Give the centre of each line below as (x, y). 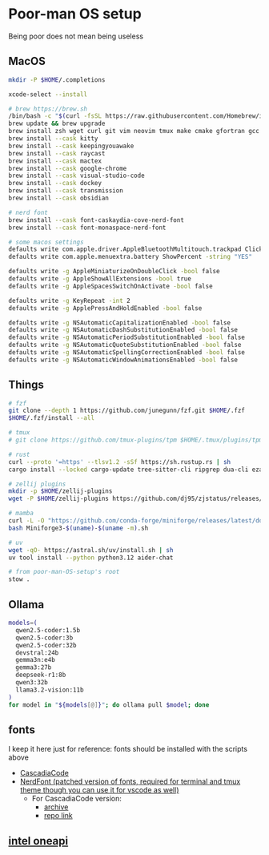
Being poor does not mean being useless (76, 36)
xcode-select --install (48, 94)
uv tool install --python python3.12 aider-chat (91, 558)
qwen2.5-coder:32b (46, 645)
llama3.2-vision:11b (50, 690)
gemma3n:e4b (36, 660)
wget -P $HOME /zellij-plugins (59, 499)
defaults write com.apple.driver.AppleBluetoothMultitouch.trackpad (125, 249)
